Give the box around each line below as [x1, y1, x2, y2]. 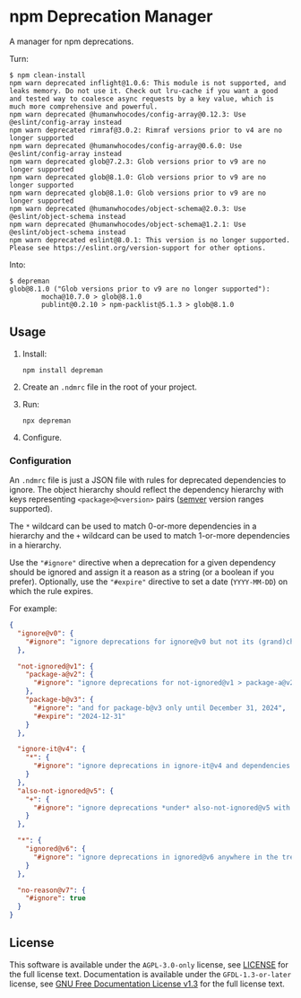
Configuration [9, 454, 72, 467]
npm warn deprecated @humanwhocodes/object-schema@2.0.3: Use [9, 204, 246, 213]
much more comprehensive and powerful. [9, 101, 159, 111]
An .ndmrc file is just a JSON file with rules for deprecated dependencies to [9, 475, 287, 486]
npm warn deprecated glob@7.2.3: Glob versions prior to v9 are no [9, 157, 267, 166]
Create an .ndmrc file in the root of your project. [21, 381, 197, 392]
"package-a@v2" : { [25, 670, 94, 679]
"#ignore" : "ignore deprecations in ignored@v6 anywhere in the [32, 853, 279, 862]
